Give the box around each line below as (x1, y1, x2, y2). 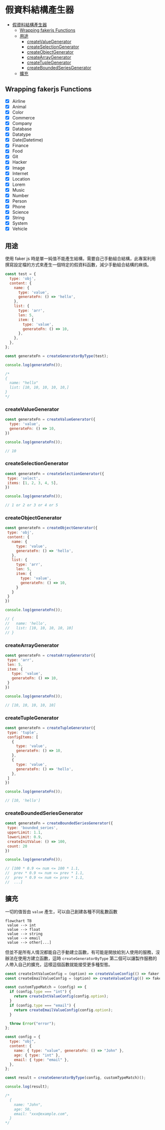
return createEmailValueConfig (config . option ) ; (14, 1008, 113, 1012)
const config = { (5, 1035, 41, 1040)
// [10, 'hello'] (5, 798, 41, 803)
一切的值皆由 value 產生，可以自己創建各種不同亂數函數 (5, 908, 118, 915)
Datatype (12, 131, 31, 138)
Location (12, 176, 30, 182)
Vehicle (12, 226, 28, 232)
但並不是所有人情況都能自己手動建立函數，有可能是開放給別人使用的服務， (5, 949, 156, 955)
